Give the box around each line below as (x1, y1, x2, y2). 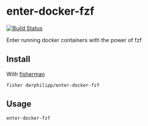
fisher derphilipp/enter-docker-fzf (6, 82, 100, 88)
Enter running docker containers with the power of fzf (6, 36, 142, 43)
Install (6, 54, 31, 65)
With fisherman (6, 70, 45, 78)
